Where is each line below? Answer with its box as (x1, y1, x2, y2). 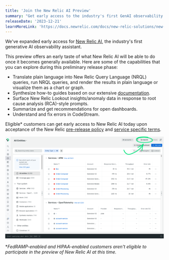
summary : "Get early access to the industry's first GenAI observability (5, 13, 163, 19)
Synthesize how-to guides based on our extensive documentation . (12, 90, 151, 96)
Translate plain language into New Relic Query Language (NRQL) (12, 74, 147, 80)
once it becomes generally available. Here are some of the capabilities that (5, 59, 160, 65)
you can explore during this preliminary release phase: (5, 64, 118, 70)
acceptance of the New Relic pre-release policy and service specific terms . (5, 126, 162, 133)
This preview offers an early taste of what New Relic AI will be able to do (5, 53, 155, 60)
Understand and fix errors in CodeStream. (12, 111, 100, 118)
